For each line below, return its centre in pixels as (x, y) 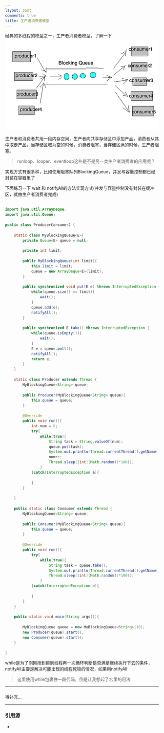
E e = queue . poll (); (52, 349)
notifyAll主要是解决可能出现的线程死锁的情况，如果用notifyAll (66, 669)
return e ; (41, 359)
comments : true (20, 15)
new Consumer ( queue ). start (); (53, 637)
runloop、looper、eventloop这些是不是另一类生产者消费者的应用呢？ (86, 161)
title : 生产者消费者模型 (27, 21)
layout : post (18, 10)
